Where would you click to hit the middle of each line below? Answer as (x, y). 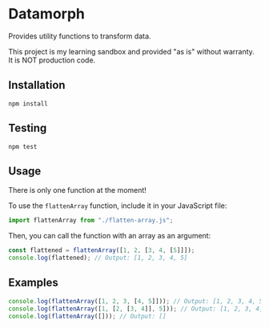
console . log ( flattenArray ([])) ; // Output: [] (87, 316)
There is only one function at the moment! (77, 190)
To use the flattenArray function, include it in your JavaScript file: (118, 206)
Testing (28, 128)
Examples (33, 283)
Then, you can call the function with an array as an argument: (110, 236)
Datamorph (47, 14)
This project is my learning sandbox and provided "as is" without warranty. (131, 51)
